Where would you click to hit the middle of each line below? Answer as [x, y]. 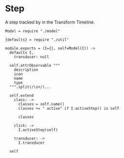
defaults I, [22, 53]
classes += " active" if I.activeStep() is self [69, 108]
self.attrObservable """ [35, 65]
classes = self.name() [41, 104]
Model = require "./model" [33, 31]
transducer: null [32, 57]
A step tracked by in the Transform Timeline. [50, 22]
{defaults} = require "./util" [37, 40]
